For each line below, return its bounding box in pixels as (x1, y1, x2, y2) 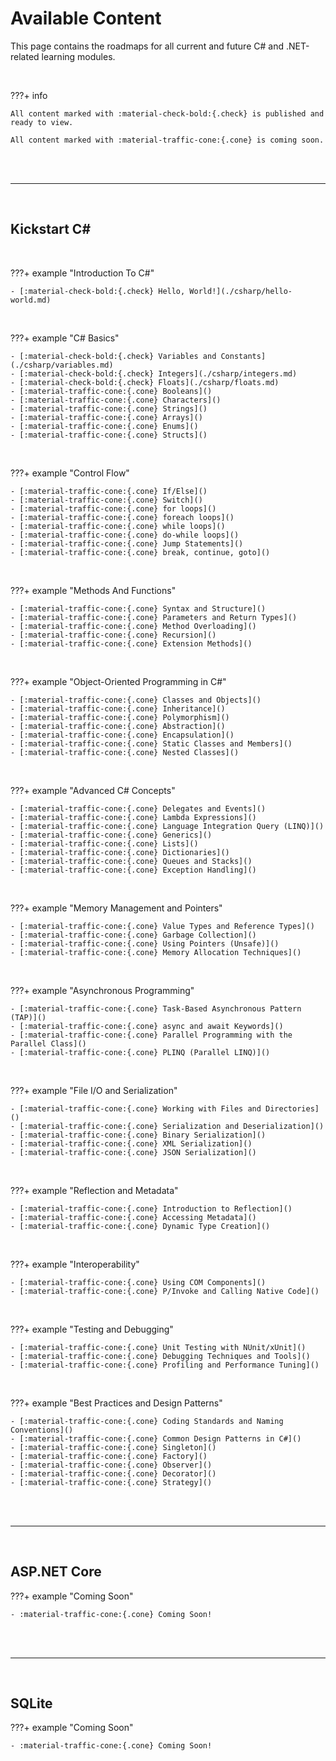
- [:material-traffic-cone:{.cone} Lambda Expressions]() (10, 812, 257, 822)
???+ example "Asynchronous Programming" (10, 984, 195, 996)
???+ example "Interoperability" (10, 1258, 140, 1270)
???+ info (10, 89, 48, 101)
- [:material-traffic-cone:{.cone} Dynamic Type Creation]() (10, 1221, 271, 1231)
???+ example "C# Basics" (10, 332, 120, 344)
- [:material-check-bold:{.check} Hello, (10, 286, 186, 296)
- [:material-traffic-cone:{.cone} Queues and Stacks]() (10, 856, 253, 866)
